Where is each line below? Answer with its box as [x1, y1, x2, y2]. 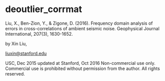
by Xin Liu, [5, 40, 27, 46]
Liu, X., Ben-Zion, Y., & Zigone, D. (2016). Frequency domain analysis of [5, 20, 153, 26]
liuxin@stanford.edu [5, 50, 47, 56]
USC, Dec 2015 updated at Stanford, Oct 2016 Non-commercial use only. [5, 60, 155, 66]
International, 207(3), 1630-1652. [5, 31, 73, 37]
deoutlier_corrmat [5, 4, 82, 15]
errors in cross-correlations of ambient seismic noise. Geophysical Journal [5, 25, 159, 31]
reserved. [5, 70, 25, 76]
